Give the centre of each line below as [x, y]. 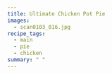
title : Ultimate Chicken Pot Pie [56, 14]
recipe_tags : [26, 33]
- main [23, 40]
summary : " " [26, 60]
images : [19, 20]
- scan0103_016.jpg [42, 27]
